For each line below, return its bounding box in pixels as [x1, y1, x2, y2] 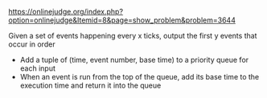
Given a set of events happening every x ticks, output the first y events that [8, 31, 257, 40]
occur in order [8, 39, 55, 49]
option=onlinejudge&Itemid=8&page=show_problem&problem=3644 [8, 15, 236, 25]
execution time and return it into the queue [19, 80, 162, 90]
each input [19, 63, 56, 73]
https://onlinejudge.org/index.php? [8, 7, 123, 16]
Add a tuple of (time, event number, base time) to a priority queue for [19, 55, 249, 64]
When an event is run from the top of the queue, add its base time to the [19, 72, 260, 81]
